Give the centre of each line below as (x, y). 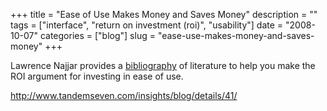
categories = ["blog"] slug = (97, 35)
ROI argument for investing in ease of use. (97, 76)
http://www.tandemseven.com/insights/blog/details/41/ (124, 95)
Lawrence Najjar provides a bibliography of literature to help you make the (163, 65)
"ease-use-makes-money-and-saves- (236, 35)
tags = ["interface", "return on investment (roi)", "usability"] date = (147, 25)
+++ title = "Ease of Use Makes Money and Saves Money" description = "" (164, 14)
